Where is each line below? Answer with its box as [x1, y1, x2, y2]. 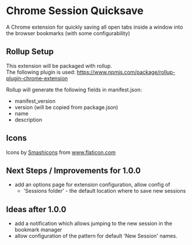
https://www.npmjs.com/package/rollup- [76, 69, 176, 76]
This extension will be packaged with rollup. [6, 62, 113, 69]
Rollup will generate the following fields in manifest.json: [6, 86, 142, 93]
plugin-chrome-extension [6, 74, 68, 81]
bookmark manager [14, 226, 63, 233]
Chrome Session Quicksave [6, 4, 144, 18]
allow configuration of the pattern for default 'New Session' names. [14, 233, 178, 240]
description [14, 116, 42, 123]
